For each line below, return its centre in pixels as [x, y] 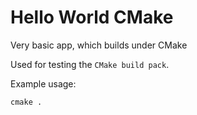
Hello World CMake [92, 17]
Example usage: [43, 83]
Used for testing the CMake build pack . [90, 64]
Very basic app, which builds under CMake [99, 45]
